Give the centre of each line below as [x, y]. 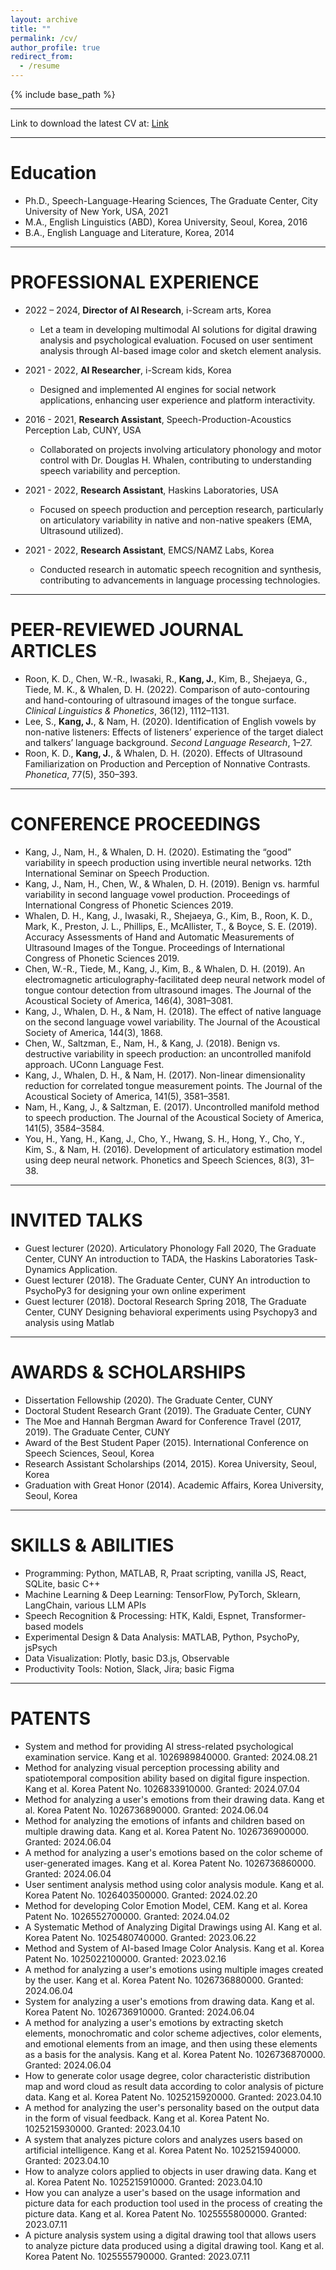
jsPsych [41, 1647]
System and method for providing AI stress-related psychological [159, 1746]
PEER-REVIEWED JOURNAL [127, 630]
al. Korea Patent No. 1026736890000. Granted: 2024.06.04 [147, 1810]
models [68, 1626]
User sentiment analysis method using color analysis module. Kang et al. [174, 1884]
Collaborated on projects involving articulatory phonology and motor [180, 449]
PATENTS [51, 1718]
